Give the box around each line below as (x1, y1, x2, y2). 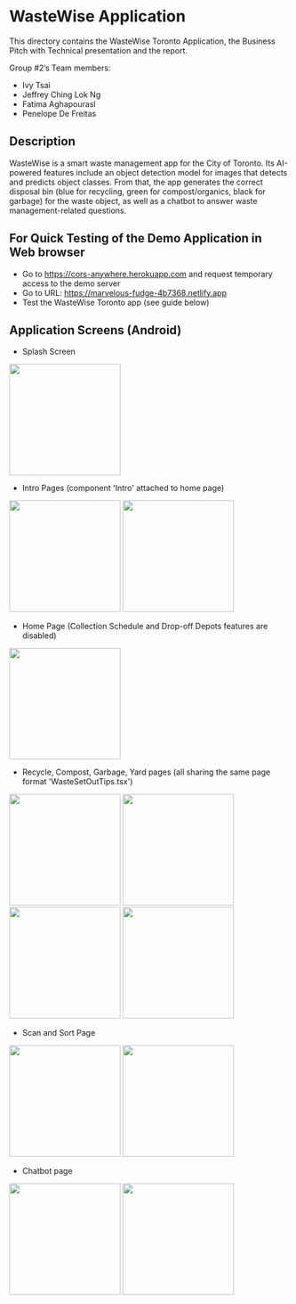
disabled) (21, 630, 57, 641)
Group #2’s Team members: (9, 62, 111, 73)
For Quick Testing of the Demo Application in (9, 231, 262, 246)
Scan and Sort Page (21, 1028, 96, 1038)
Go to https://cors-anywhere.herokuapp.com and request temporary (21, 268, 273, 279)
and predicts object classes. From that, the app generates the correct (9, 176, 264, 187)
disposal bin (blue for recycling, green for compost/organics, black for (9, 185, 266, 197)
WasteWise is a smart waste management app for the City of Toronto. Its (9, 158, 276, 168)
